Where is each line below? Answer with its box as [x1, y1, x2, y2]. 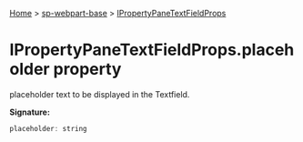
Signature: [9, 106, 50, 117]
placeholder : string [9, 124, 88, 133]
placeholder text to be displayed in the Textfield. [9, 88, 190, 99]
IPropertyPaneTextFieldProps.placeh [9, 40, 295, 60]
